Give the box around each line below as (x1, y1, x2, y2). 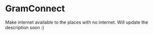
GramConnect (5, 3, 65, 14)
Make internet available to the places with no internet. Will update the (5, 19, 148, 25)
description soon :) (5, 24, 44, 30)
